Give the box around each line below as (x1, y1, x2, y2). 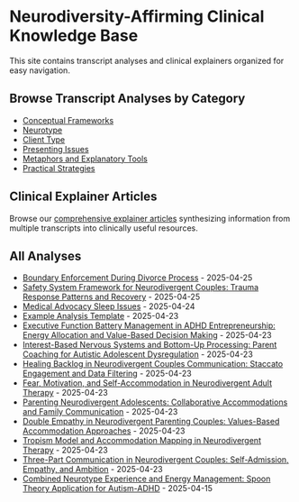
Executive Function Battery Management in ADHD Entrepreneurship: (22, 320, 276, 331)
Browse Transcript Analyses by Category (9, 91, 246, 106)
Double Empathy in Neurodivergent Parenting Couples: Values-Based (22, 416, 280, 427)
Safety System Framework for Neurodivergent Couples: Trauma (22, 282, 259, 293)
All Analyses (9, 248, 82, 263)
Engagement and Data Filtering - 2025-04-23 (22, 368, 192, 379)
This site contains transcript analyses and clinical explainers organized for (9, 55, 285, 66)
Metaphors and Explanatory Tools (22, 153, 149, 164)
